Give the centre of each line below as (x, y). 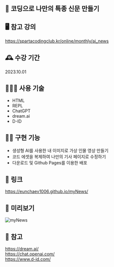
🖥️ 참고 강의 (20, 27)
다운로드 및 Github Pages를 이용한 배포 (50, 163)
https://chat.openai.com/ (30, 254)
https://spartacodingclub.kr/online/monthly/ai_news (57, 41)
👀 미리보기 (20, 208)
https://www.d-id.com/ (28, 259)
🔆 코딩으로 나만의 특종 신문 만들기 (52, 9)
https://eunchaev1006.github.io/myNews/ (47, 191)
